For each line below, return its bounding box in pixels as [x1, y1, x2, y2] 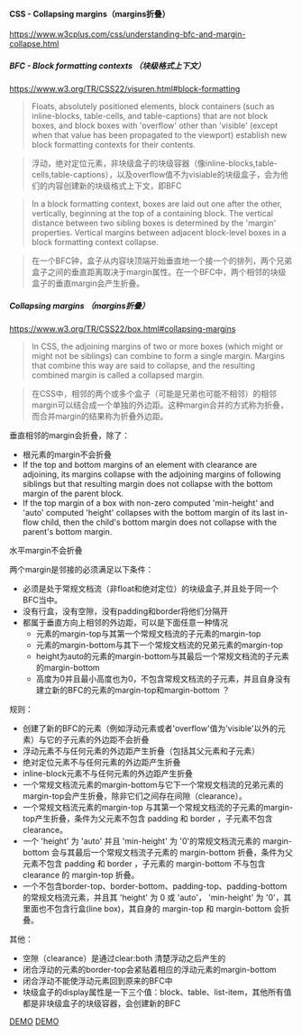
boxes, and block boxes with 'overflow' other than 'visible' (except [31, 120, 278, 131]
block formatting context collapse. [31, 237, 160, 248]
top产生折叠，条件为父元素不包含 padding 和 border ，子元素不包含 [22, 813, 273, 824]
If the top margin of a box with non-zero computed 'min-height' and [22, 498, 275, 508]
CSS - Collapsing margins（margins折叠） [9, 8, 170, 19]
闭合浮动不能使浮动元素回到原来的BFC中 [22, 975, 173, 986]
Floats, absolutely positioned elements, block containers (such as [31, 101, 275, 112]
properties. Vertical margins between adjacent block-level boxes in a [31, 227, 287, 238]
